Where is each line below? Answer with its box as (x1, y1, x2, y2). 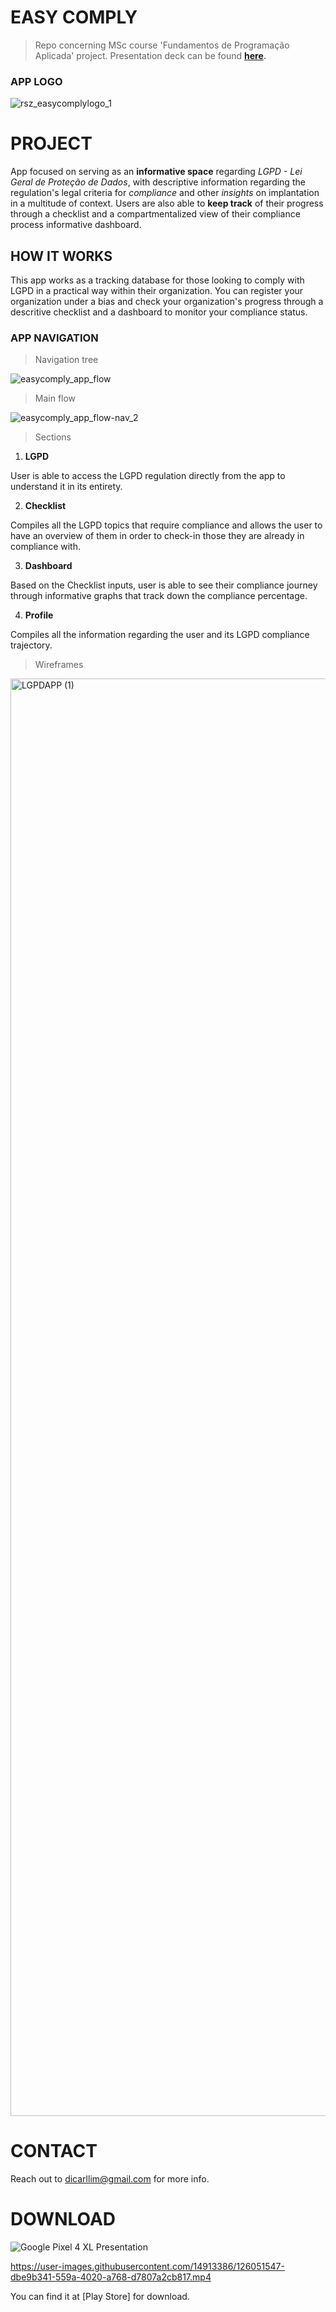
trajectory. (10, 639, 53, 651)
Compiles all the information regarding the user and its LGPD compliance (10, 629, 310, 641)
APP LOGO (10, 74, 63, 88)
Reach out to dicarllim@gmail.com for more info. (10, 2173, 210, 2185)
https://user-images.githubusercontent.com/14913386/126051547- (10, 2261, 285, 2273)
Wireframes (34, 659, 84, 671)
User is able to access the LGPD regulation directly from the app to (10, 470, 286, 482)
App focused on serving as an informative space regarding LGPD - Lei (10, 166, 303, 178)
